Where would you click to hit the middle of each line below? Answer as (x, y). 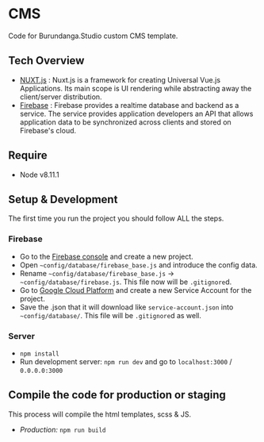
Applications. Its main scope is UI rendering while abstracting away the (136, 88)
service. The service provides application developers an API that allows (136, 113)
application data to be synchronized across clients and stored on (125, 122)
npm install (39, 354)
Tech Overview (46, 61)
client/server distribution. (61, 97)
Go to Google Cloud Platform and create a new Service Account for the (136, 290)
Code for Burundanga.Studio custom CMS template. (93, 36)
